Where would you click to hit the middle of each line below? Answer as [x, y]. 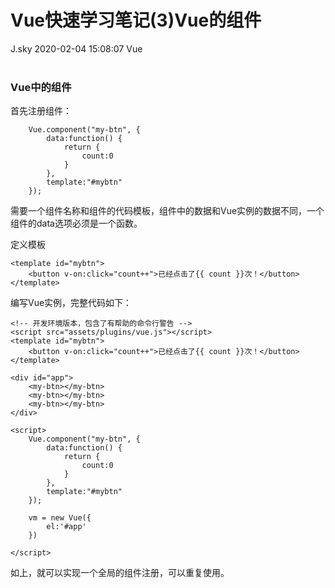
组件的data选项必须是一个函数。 [76, 223]
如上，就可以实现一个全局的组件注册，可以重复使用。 [120, 573]
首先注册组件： [41, 111]
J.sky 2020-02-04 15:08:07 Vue [76, 48]
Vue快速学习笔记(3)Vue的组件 [136, 20]
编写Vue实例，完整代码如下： [71, 303]
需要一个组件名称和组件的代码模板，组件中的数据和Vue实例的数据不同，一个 [167, 211]
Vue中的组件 [41, 87]
